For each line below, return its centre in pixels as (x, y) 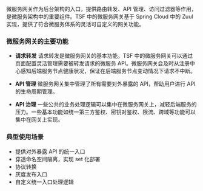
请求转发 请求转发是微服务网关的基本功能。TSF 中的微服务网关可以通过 (104, 56)
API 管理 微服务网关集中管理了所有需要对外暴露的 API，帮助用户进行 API (105, 84)
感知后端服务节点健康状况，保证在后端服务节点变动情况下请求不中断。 (108, 71)
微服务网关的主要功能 (37, 41)
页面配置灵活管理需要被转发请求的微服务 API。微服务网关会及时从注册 (102, 63)
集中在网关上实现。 (39, 120)
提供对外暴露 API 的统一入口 (50, 151)
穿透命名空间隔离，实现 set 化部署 (58, 159)
